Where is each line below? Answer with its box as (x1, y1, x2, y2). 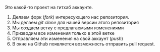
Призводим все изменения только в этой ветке (12, 30, 115, 36)
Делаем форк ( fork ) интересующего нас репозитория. (12, 14, 129, 20)
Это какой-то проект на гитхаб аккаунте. (5, 5, 93, 10)
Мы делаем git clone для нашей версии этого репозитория (12, 20, 139, 25)
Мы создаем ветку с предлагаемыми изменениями (12, 25, 124, 31)
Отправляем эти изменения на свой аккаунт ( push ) (12, 35, 123, 41)
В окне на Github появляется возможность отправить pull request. (12, 41, 155, 47)
